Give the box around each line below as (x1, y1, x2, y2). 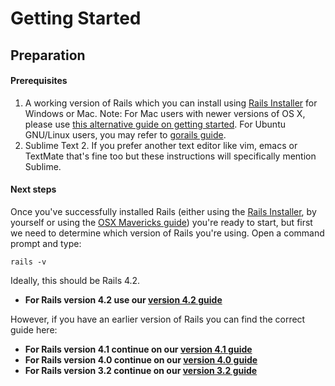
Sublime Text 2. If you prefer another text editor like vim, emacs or (24, 139, 298, 151)
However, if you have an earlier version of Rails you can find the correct (10, 313, 306, 325)
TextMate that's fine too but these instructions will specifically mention (24, 150, 317, 162)
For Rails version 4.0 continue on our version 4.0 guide (24, 353, 258, 366)
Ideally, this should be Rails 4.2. (10, 274, 141, 286)
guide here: (10, 323, 58, 336)
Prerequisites (10, 75, 68, 87)
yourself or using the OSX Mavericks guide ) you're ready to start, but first (10, 216, 313, 228)
